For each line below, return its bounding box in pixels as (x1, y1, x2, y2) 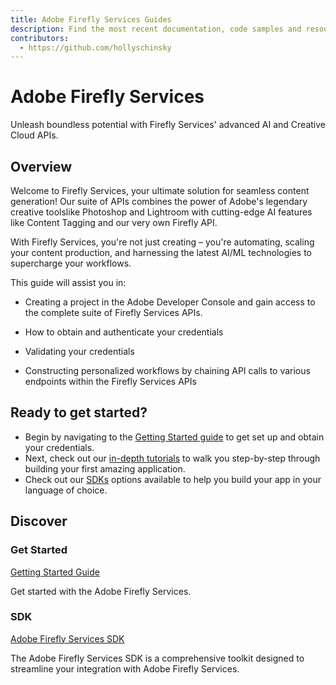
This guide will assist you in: (10, 277, 127, 288)
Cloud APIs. (10, 129, 59, 141)
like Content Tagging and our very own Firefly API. (10, 217, 218, 228)
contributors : (10, 33, 70, 43)
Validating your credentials (24, 346, 135, 357)
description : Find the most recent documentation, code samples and (10, 24, 302, 34)
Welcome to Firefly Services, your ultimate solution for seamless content (10, 185, 310, 196)
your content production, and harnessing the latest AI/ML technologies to (10, 247, 312, 258)
